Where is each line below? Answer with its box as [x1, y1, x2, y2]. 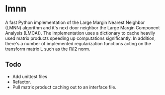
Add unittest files [12, 73, 48, 80]
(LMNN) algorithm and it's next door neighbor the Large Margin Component [5, 24, 160, 30]
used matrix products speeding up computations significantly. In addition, [5, 35, 156, 41]
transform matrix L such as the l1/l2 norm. [5, 46, 90, 52]
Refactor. [12, 79, 31, 85]
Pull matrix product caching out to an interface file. [12, 84, 117, 90]
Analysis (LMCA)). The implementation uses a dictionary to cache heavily [5, 30, 156, 36]
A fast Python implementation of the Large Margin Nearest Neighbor [5, 19, 145, 25]
